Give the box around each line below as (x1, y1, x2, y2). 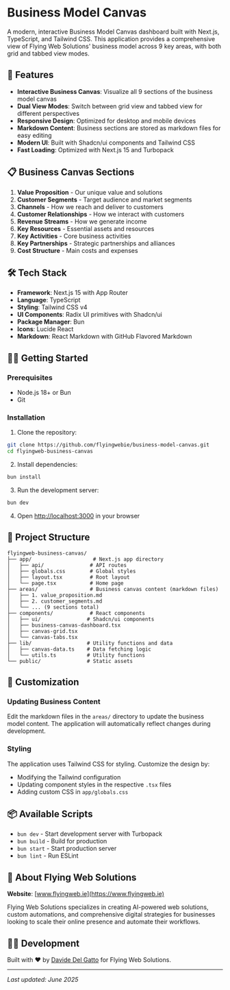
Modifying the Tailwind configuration (16, 773, 121, 781)
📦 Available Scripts (7, 808, 93, 820)
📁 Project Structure (7, 531, 90, 543)
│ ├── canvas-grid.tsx (7, 627, 78, 635)
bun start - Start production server (16, 845, 117, 853)
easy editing (16, 131, 53, 139)
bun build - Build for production (16, 837, 107, 845)
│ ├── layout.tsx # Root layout (7, 574, 130, 581)
